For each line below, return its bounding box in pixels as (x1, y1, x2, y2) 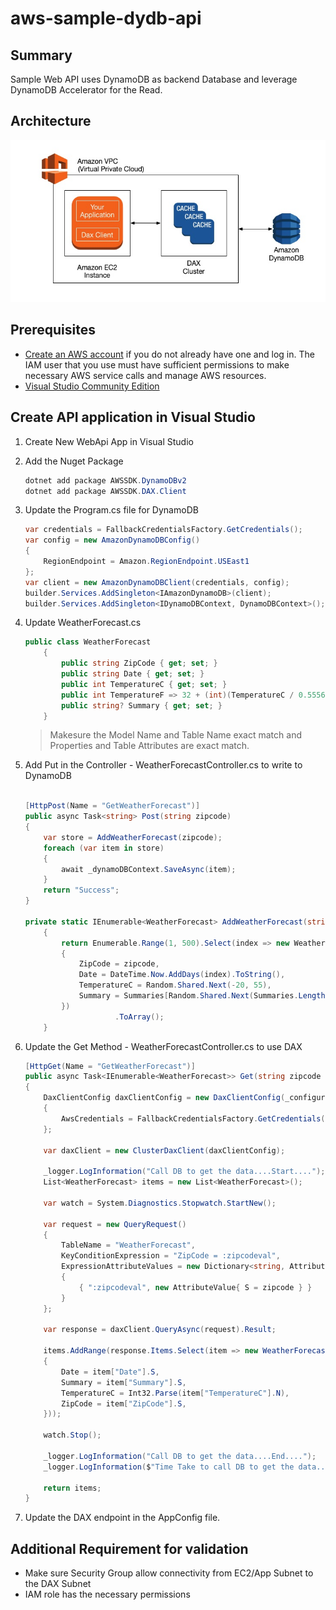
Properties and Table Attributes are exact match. (49, 740, 250, 752)
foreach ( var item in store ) (43, 843, 165, 853)
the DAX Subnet (24, 1578, 92, 1590)
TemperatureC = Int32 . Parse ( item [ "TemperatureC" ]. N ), (61, 1388, 290, 1398)
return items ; (43, 1483, 102, 1493)
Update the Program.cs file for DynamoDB (24, 504, 199, 516)
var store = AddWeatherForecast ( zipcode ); (43, 832, 223, 842)
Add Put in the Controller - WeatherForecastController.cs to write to (24, 759, 303, 771)
